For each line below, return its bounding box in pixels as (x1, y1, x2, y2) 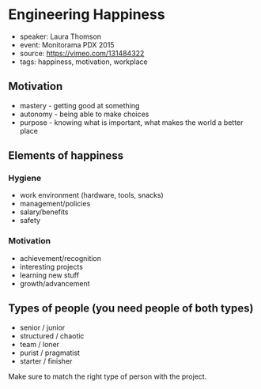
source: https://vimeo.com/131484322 (19, 48, 145, 58)
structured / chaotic (19, 330, 85, 341)
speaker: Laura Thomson (19, 32, 101, 41)
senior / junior (19, 323, 66, 332)
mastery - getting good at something (19, 100, 140, 110)
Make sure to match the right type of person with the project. (8, 372, 207, 381)
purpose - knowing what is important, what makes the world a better (19, 117, 244, 127)
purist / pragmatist (19, 348, 81, 357)
